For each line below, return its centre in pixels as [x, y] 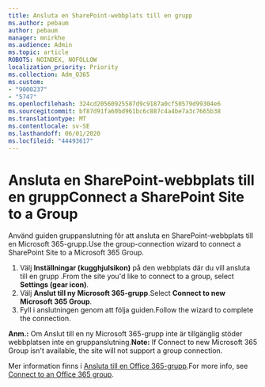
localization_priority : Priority [63, 67]
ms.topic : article [38, 52]
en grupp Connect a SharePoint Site [127, 197]
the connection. [45, 319]
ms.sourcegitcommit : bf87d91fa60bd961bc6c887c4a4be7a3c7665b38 [115, 112]
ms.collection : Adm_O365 [49, 75]
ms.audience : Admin [40, 45]
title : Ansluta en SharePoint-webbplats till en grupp [100, 15]
